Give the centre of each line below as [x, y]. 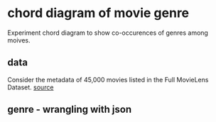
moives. [19, 40]
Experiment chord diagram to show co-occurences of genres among [108, 33]
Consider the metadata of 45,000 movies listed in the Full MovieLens [108, 79]
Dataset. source [31, 87]
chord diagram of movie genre [98, 13]
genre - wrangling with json [70, 110]
